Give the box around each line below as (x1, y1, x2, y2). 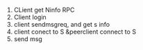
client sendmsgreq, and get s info (13, 21, 110, 28)
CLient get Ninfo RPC (13, 6, 75, 14)
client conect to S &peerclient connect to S (13, 27, 137, 36)
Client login (13, 13, 47, 21)
